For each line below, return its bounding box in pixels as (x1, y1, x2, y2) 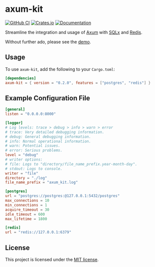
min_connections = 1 (5, 202, 48, 207)
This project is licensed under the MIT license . (5, 257, 99, 262)
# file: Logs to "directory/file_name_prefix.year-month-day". (5, 162, 138, 167)
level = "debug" (5, 153, 38, 158)
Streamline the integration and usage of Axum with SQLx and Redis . (5, 29, 143, 35)
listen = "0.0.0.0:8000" (5, 112, 56, 117)
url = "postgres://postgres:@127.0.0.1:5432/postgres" (5, 194, 120, 199)
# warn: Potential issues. (5, 143, 61, 148)
